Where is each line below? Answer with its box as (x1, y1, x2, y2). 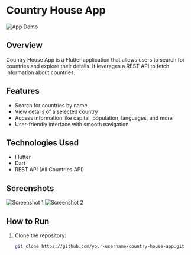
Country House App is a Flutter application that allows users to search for (6, 56, 185, 63)
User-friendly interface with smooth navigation (14, 120, 129, 128)
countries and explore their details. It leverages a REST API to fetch (6, 62, 170, 69)
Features (6, 86, 40, 96)
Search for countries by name (14, 101, 88, 109)
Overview (6, 40, 43, 50)
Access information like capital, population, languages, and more (14, 114, 173, 122)
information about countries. (6, 69, 76, 76)
